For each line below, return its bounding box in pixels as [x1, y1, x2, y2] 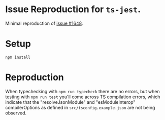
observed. [5, 110, 27, 116]
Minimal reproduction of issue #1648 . [5, 20, 83, 26]
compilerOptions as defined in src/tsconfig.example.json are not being [5, 104, 155, 110]
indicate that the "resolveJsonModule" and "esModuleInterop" [5, 99, 136, 105]
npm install [5, 55, 30, 60]
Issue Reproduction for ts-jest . [5, 4, 141, 15]
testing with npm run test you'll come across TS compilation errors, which [5, 94, 160, 100]
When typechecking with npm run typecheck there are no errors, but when [5, 88, 160, 94]
